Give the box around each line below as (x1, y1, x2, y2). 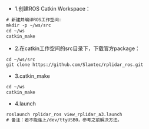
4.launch (14, 100, 37, 107)
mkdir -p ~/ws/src (6, 22, 51, 28)
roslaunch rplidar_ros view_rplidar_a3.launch (6, 111, 122, 117)
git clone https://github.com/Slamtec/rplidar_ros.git (6, 62, 144, 68)
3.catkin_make (14, 72, 50, 80)
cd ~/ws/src (6, 57, 35, 62)
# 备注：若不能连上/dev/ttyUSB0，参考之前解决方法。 (6, 117, 122, 123)
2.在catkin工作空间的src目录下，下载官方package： (14, 45, 140, 52)
